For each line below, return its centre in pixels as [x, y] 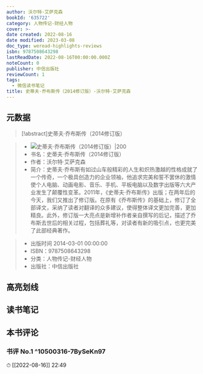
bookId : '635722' [28, 18]
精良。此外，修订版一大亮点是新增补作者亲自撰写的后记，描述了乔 [113, 215]
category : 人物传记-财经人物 [40, 23]
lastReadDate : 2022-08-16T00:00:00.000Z [59, 57]
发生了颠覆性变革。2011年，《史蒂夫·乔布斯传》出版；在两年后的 [116, 192]
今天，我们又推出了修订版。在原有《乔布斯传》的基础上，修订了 [110, 200]
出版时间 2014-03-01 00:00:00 [69, 243]
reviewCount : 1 [26, 74]
